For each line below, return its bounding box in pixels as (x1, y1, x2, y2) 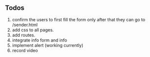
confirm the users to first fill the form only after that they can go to (12, 16, 145, 22)
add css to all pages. (12, 27, 54, 33)
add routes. (12, 32, 36, 38)
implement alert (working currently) (12, 42, 84, 48)
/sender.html (12, 22, 38, 28)
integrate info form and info (12, 37, 67, 43)
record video (12, 47, 38, 53)
